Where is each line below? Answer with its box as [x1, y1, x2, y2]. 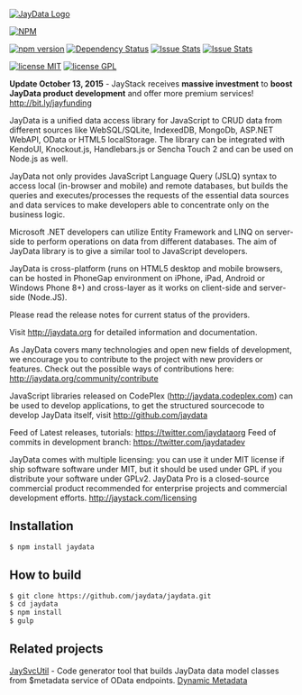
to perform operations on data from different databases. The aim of [26, 236, 278, 247]
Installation [9, 518, 74, 534]
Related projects [9, 641, 104, 657]
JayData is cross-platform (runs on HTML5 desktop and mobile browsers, [9, 263, 283, 274]
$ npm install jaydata [9, 542, 95, 552]
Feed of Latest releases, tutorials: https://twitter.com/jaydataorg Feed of [9, 427, 277, 437]
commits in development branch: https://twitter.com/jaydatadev [9, 437, 246, 447]
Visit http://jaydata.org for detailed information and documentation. [9, 327, 258, 337]
